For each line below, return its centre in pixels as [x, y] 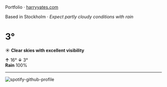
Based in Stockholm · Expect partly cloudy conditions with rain [69, 17]
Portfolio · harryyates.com [32, 7]
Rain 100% [16, 65]
